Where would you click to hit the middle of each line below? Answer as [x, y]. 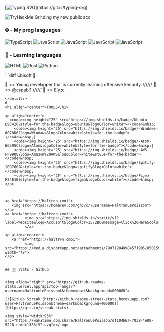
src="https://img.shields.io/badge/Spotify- [110, 163]
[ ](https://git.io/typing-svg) [46, 8]
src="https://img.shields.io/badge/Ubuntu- [104, 120]
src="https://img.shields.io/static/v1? [77, 218]
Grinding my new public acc [63, 17]
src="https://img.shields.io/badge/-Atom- [108, 141]
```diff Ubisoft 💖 [20, 75]
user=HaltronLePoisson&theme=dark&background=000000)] [62, 303]
